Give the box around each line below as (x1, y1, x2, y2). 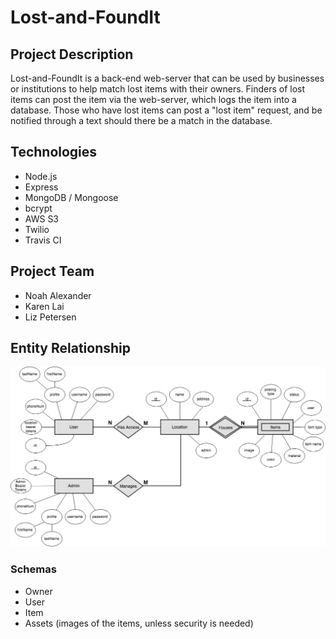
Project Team (10, 263, 95, 280)
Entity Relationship (10, 340, 132, 357)
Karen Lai (24, 300, 65, 312)
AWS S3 (24, 212, 60, 225)
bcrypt (24, 202, 53, 214)
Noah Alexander (24, 289, 92, 301)
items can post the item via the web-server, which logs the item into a (10, 94, 297, 105)
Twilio (24, 223, 50, 235)
